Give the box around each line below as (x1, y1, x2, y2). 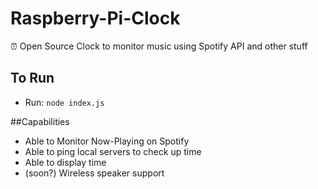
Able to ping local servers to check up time (24, 145, 202, 157)
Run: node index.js (24, 96, 105, 108)
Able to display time (24, 156, 107, 168)
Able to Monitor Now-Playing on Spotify (24, 135, 190, 147)
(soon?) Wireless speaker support (24, 167, 165, 179)
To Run (10, 70, 55, 87)
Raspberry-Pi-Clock (10, 7, 181, 30)
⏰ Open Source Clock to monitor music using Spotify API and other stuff (10, 40, 308, 52)
